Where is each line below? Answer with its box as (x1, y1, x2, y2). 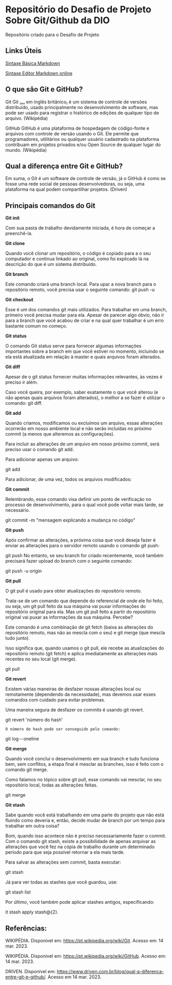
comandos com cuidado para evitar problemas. (5, 697, 105, 703)
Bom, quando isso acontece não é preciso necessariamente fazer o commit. (5, 833, 166, 839)
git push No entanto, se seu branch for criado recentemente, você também (5, 552, 164, 559)
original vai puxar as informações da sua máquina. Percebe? (5, 614, 133, 620)
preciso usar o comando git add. (5, 446, 74, 453)
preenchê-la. (5, 230, 33, 237)
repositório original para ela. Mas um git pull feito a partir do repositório (5, 608, 156, 615)
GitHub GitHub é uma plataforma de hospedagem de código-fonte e (5, 125, 150, 131)
